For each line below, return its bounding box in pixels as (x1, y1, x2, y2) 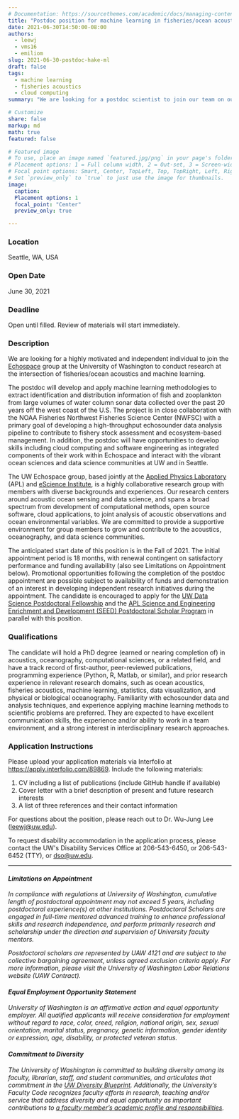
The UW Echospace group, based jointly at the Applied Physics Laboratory (8, 472, 227, 481)
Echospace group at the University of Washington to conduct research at (8, 362, 222, 371)
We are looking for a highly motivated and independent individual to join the (8, 355, 229, 363)
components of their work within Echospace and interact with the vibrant (8, 451, 221, 460)
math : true (8, 128, 40, 135)
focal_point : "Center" (14, 201, 82, 208)
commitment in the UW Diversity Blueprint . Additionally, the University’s (8, 1081, 218, 1089)
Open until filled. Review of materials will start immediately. (8, 321, 180, 330)
